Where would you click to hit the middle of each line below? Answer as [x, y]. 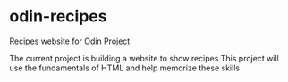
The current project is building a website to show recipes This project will [144, 58]
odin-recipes [58, 16]
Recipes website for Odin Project [70, 41]
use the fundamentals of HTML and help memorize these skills [124, 68]
